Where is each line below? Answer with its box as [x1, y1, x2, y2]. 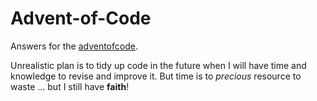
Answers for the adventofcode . [10, 40, 138, 52]
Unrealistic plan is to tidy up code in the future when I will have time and [10, 59, 307, 71]
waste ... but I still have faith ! [10, 80, 130, 92]
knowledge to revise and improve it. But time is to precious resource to [10, 70, 302, 82]
